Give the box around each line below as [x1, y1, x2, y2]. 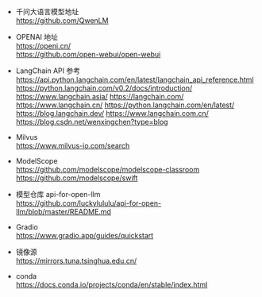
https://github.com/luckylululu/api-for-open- [15, 199, 162, 208]
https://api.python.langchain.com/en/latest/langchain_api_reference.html [15, 75, 254, 84]
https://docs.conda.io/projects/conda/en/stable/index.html [15, 280, 208, 289]
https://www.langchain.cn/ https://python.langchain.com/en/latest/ [15, 100, 235, 110]
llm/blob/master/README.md [15, 207, 111, 216]
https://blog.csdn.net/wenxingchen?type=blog [15, 118, 168, 126]
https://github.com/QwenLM [15, 16, 109, 25]
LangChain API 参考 [15, 66, 81, 75]
